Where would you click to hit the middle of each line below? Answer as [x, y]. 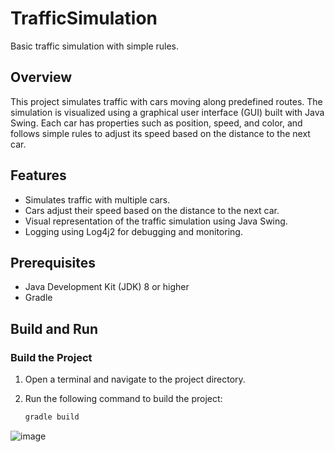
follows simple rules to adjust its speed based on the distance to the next [160, 133]
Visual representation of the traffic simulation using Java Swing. [156, 221]
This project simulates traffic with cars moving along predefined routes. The [166, 101]
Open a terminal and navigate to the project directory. [135, 379]
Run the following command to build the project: [123, 399]
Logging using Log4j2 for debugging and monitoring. [133, 231]
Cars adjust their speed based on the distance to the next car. [152, 210]
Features [38, 175]
